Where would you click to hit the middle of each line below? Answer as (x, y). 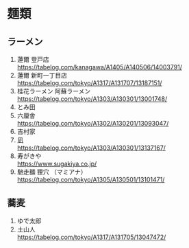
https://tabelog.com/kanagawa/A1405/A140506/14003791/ (100, 67)
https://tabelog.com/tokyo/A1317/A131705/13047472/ (91, 237)
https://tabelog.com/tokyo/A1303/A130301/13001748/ (92, 99)
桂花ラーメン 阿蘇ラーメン (54, 91)
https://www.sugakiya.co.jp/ (57, 164)
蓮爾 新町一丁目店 (42, 75)
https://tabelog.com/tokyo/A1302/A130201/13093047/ (93, 123)
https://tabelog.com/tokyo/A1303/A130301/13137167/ (91, 148)
